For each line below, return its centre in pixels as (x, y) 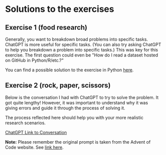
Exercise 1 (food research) (46, 27)
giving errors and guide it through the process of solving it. (65, 108)
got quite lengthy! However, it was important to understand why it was (77, 103)
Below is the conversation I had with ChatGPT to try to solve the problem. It (82, 97)
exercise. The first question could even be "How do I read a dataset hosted (82, 55)
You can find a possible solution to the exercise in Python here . (69, 70)
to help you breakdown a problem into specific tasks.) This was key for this (82, 50)
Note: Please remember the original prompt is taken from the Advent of (78, 142)
